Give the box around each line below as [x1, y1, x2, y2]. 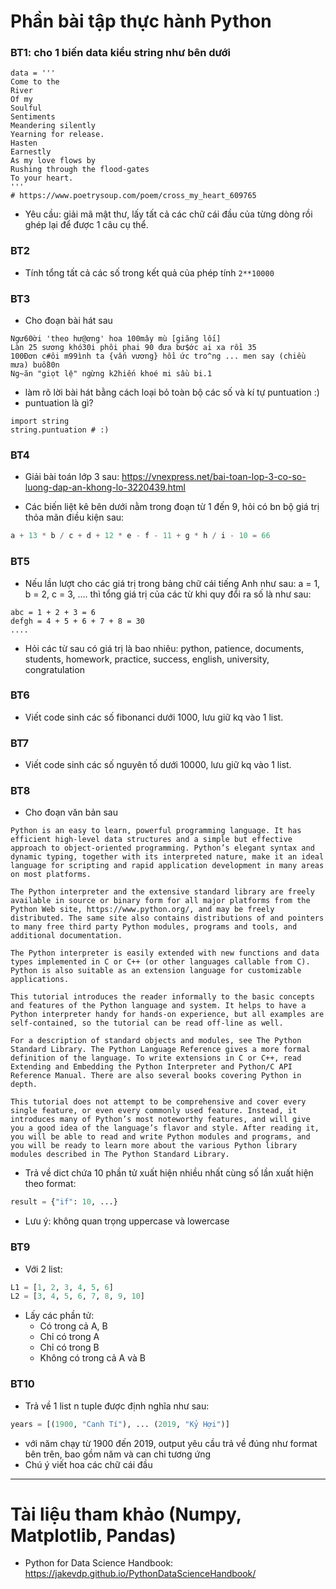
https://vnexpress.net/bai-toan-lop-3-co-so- [121, 471, 307, 483]
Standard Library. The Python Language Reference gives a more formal [10, 1045, 311, 1055]
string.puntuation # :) [10, 425, 110, 435]
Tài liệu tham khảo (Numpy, [10, 1503, 242, 1525]
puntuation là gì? [24, 397, 94, 409]
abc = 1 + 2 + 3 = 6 [10, 607, 97, 617]
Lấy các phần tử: [24, 1310, 95, 1322]
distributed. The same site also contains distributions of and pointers [10, 913, 325, 924]
